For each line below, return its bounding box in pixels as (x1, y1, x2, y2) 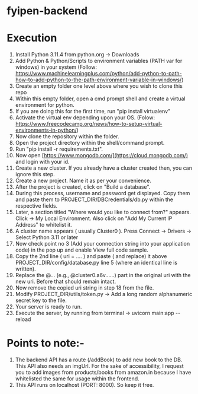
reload (15, 316, 31, 323)
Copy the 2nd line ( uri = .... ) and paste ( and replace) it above (15, 253, 167, 260)
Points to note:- (7, 336, 85, 350)
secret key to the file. (15, 297, 67, 304)
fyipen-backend (7, 4, 88, 18)
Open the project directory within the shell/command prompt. (15, 139, 165, 147)
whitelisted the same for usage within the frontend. (15, 375, 139, 382)
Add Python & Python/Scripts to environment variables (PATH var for (15, 58, 183, 65)
